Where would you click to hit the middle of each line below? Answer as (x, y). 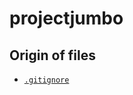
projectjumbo (66, 18)
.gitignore (46, 80)
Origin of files (52, 55)
